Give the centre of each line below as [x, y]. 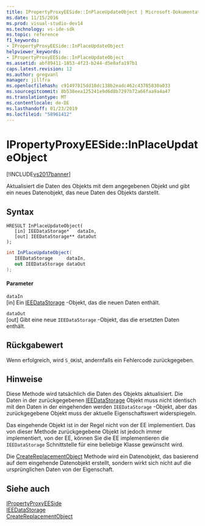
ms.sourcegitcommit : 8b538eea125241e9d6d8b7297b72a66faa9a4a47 [88, 92]
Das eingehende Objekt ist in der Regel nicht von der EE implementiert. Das [101, 425]
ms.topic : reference [33, 35]
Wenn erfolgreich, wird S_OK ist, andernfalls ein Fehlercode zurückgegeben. [100, 360]
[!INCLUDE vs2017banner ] [39, 174]
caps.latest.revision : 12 [39, 69]
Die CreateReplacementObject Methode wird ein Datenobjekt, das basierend [103, 456]
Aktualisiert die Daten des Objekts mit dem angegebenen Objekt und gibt [98, 186]
